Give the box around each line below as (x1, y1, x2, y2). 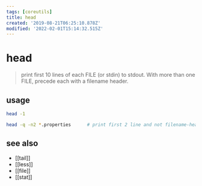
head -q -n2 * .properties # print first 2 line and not (6, 121, 163, 128)
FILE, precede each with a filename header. (20, 77, 129, 85)
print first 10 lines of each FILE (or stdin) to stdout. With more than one (20, 71, 195, 79)
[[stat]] (14, 173, 32, 181)
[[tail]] (14, 154, 31, 161)
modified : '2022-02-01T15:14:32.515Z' (6, 25, 103, 32)
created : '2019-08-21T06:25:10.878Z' (6, 20, 101, 26)
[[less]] (14, 160, 33, 168)
